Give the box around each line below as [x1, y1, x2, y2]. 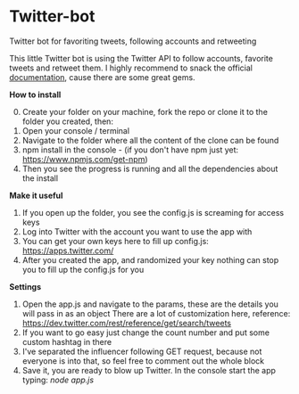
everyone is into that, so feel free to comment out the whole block [21, 355, 265, 366]
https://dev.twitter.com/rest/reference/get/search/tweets [21, 317, 232, 328]
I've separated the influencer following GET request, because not [21, 346, 262, 357]
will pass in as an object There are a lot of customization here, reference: [21, 308, 291, 318]
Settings [9, 281, 42, 291]
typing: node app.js [21, 374, 95, 385]
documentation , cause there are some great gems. [9, 71, 195, 82]
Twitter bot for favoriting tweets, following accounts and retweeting [9, 36, 257, 46]
